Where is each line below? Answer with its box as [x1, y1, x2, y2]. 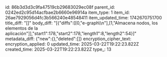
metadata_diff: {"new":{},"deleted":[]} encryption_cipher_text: [5, 36, 132, 42]
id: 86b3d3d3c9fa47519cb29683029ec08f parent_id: [5, 4, 116, 10]
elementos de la [5, 25, 38, 31]
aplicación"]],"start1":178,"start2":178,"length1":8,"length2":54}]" [5, 31, 137, 36]
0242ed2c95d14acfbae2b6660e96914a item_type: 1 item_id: [5, 9, 130, 15]
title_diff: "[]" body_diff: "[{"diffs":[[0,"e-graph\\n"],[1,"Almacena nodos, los [5, 20, 158, 26]
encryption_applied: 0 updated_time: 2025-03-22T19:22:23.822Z [5, 41, 139, 47]
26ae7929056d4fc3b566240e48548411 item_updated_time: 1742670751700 [5, 15, 162, 20]
